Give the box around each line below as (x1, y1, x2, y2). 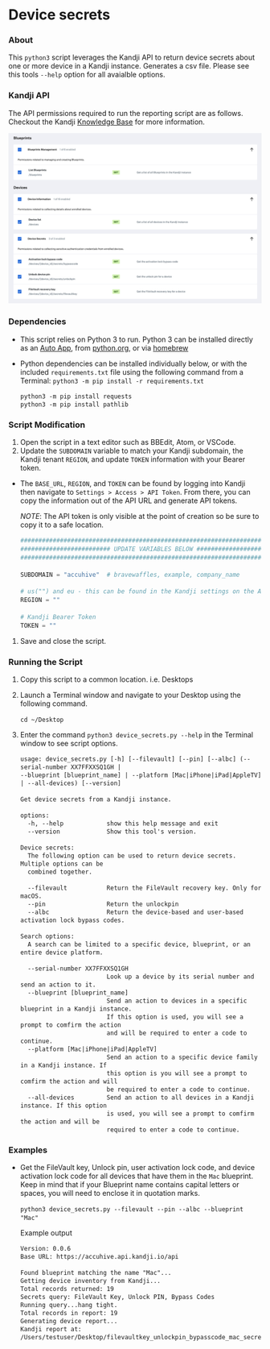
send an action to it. (19, 981, 96, 989)
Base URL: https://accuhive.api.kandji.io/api (19, 1253, 179, 1261)
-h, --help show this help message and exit (27, 820, 219, 828)
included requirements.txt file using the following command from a (19, 367, 243, 376)
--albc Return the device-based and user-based (27, 908, 243, 916)
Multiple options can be (19, 860, 104, 868)
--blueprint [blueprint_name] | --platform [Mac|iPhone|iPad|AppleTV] (19, 771, 262, 779)
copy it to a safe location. (19, 520, 104, 529)
